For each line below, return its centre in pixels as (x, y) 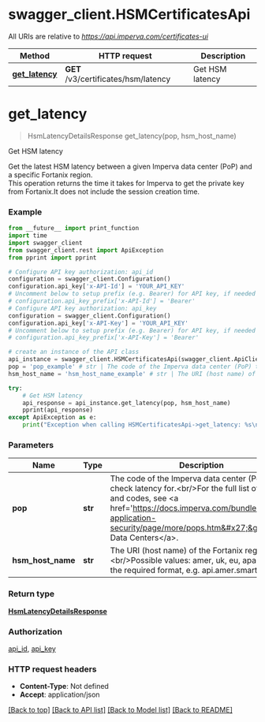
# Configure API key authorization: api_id (81, 272)
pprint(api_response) (58, 410)
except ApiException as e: (52, 418)
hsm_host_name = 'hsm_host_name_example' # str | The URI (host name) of (132, 374)
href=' (121, 508)
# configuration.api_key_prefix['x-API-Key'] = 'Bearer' (104, 338)
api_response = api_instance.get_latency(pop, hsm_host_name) (127, 403)
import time (28, 236)
